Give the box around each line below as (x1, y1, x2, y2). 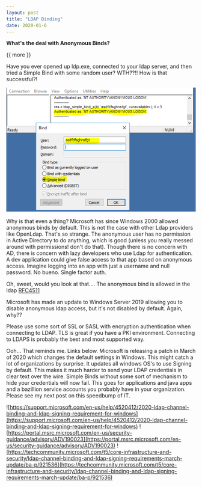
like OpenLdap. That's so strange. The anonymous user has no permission (6, 230, 191, 237)
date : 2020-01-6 (6, 22, 47, 28)
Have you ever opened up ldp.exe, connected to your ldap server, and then (6, 63, 192, 70)
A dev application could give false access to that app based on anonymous (6, 256, 192, 263)
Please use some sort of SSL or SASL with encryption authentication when (6, 323, 191, 330)
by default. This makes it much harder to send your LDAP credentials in (6, 367, 182, 374)
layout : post (6, 10, 39, 16)
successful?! (6, 76, 38, 83)
